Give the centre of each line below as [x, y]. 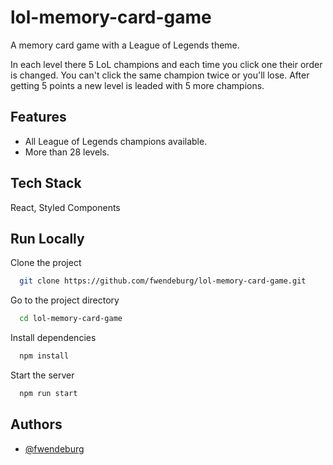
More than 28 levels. [67, 152]
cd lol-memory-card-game [71, 319]
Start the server [42, 375]
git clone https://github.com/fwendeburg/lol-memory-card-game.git [163, 281]
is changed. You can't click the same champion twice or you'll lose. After [160, 75]
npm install [44, 356]
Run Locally [47, 238]
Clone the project [46, 263]
